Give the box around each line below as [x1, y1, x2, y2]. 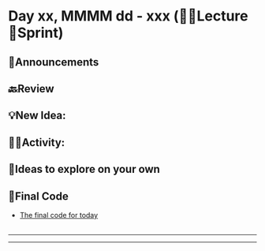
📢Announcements [8, 55, 99, 69]
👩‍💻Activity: [8, 136, 65, 149]
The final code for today [19, 210, 99, 219]
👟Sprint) [8, 24, 64, 42]
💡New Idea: [8, 109, 66, 122]
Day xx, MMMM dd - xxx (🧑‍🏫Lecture [8, 7, 248, 25]
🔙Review [8, 82, 54, 96]
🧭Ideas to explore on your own [8, 163, 160, 176]
